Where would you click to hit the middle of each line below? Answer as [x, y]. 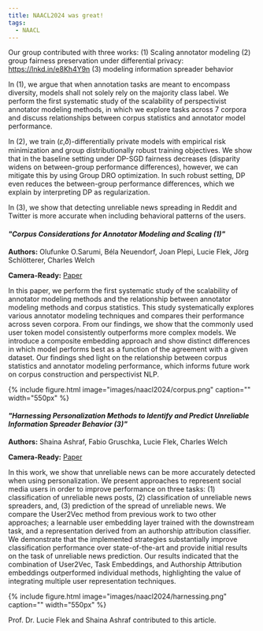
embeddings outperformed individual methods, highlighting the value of [125, 573]
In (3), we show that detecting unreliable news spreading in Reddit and [123, 208]
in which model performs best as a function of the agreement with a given [128, 349]
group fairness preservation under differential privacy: [96, 61]
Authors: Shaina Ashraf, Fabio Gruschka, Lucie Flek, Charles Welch [118, 441]
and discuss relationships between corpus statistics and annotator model [127, 118]
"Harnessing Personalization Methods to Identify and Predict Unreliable [129, 416]
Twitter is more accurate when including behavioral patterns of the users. [127, 216]
